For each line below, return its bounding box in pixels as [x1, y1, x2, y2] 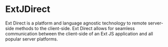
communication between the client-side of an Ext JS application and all [5, 30, 153, 36]
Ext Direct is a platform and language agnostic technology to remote [5, 20, 147, 26]
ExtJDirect [5, 3, 50, 15]
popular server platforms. [5, 36, 58, 42]
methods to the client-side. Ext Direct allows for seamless [15, 25, 135, 31]
